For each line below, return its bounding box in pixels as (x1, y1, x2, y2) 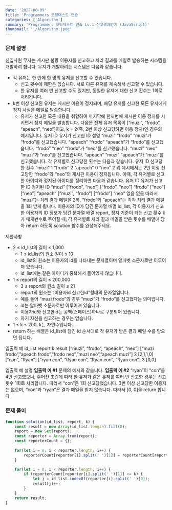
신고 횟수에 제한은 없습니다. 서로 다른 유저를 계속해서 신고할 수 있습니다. (20, 81, 164, 87)
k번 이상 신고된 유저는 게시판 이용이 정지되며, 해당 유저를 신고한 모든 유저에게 (12, 100, 167, 107)
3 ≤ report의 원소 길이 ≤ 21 (20, 283, 75, 289)
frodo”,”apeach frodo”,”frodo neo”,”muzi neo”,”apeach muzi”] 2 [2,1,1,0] (5, 351, 154, 358)
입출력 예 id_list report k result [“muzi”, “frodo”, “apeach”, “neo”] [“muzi (5, 345, 154, 351)
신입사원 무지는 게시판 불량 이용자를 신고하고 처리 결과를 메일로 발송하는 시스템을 (5, 57, 167, 63)
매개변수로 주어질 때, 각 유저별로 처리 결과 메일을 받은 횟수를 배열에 (26, 216, 160, 222)
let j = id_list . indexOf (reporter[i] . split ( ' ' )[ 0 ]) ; (32, 477, 150, 482)
